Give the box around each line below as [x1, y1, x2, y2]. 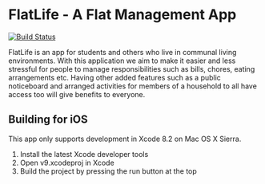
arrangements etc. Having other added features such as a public [8, 72, 222, 82]
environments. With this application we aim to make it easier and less [8, 56, 236, 65]
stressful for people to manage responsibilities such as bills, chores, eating [8, 64, 255, 73]
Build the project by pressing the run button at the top [19, 166, 198, 176]
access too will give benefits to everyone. [8, 89, 146, 99]
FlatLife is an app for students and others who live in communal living [8, 47, 237, 57]
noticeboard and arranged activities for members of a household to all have [8, 81, 258, 91]
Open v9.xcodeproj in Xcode [19, 158, 114, 167]
